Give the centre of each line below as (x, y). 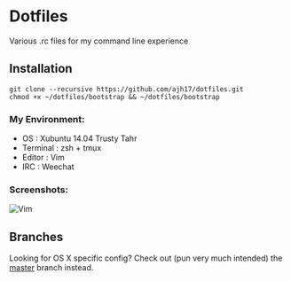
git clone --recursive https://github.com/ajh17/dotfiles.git (126, 89)
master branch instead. (51, 268)
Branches (36, 237)
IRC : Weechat (48, 167)
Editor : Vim (43, 158)
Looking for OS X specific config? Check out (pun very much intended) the (146, 258)
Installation (41, 69)
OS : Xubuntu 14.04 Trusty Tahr (79, 138)
